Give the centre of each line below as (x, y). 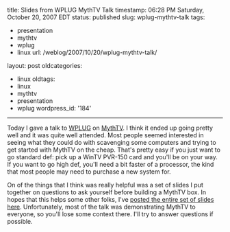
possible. (20, 221)
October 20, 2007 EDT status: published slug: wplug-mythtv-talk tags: (106, 17)
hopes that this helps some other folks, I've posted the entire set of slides (111, 199)
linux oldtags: (36, 79)
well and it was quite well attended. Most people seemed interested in (105, 135)
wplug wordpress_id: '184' (54, 108)
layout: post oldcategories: (45, 66)
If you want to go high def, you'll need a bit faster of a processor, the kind (111, 164)
